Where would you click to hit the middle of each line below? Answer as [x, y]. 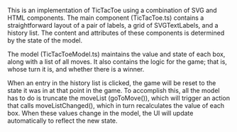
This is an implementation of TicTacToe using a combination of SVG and [112, 10]
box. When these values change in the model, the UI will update [100, 113]
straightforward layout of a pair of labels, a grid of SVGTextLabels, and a [113, 25]
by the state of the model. [45, 40]
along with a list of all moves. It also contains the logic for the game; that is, [117, 62]
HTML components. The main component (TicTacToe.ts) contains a [106, 18]
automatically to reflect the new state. [63, 121]
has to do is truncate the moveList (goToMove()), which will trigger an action [119, 98]
